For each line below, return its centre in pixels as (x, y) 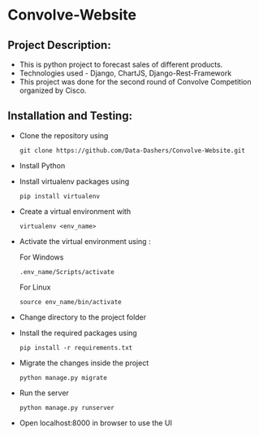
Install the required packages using (78, 333)
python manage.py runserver (67, 408)
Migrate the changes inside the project (84, 363)
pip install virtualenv (60, 196)
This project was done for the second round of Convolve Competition (136, 82)
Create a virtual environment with (75, 211)
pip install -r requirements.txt (76, 347)
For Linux (35, 287)
